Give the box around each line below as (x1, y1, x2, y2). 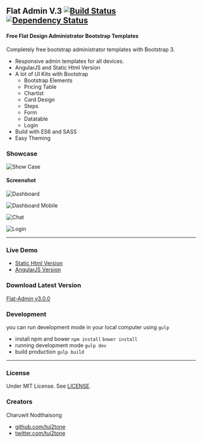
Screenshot (6, 177, 36, 184)
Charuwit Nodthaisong (6, 411, 62, 418)
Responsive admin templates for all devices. (14, 57, 124, 65)
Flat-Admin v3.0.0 (6, 295, 50, 302)
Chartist (23, 89, 44, 96)
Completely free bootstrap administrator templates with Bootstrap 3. (6, 46, 176, 53)
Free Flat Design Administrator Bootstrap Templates (6, 32, 139, 39)
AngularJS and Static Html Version (14, 64, 100, 71)
